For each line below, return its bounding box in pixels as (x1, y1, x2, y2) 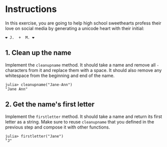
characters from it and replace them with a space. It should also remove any (5, 67, 162, 73)
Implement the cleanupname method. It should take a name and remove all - (5, 61, 159, 68)
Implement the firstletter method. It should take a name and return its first (5, 113, 162, 119)
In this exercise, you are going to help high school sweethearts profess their (5, 20, 161, 26)
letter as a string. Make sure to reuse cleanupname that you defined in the (5, 118, 154, 124)
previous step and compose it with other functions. (5, 124, 110, 130)
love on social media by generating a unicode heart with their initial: (5, 25, 144, 31)
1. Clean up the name (5, 48, 71, 57)
